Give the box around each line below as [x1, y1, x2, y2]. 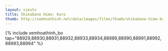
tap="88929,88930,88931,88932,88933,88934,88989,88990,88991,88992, [5, 35, 161, 41]
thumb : [5, 16, 19, 21]
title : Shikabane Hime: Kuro [5, 12, 66, 17]
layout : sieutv [5, 7, 37, 12]
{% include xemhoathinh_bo [5, 30, 63, 36]
